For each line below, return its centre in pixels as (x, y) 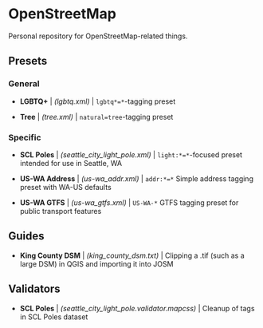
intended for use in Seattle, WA (71, 163)
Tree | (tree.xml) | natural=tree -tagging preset (96, 117)
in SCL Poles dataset (54, 317)
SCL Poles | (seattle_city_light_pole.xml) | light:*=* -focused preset (131, 154)
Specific (25, 137)
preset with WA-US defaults (65, 187)
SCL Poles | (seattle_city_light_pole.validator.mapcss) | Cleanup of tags (137, 308)
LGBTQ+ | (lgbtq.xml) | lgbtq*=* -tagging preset (98, 101)
